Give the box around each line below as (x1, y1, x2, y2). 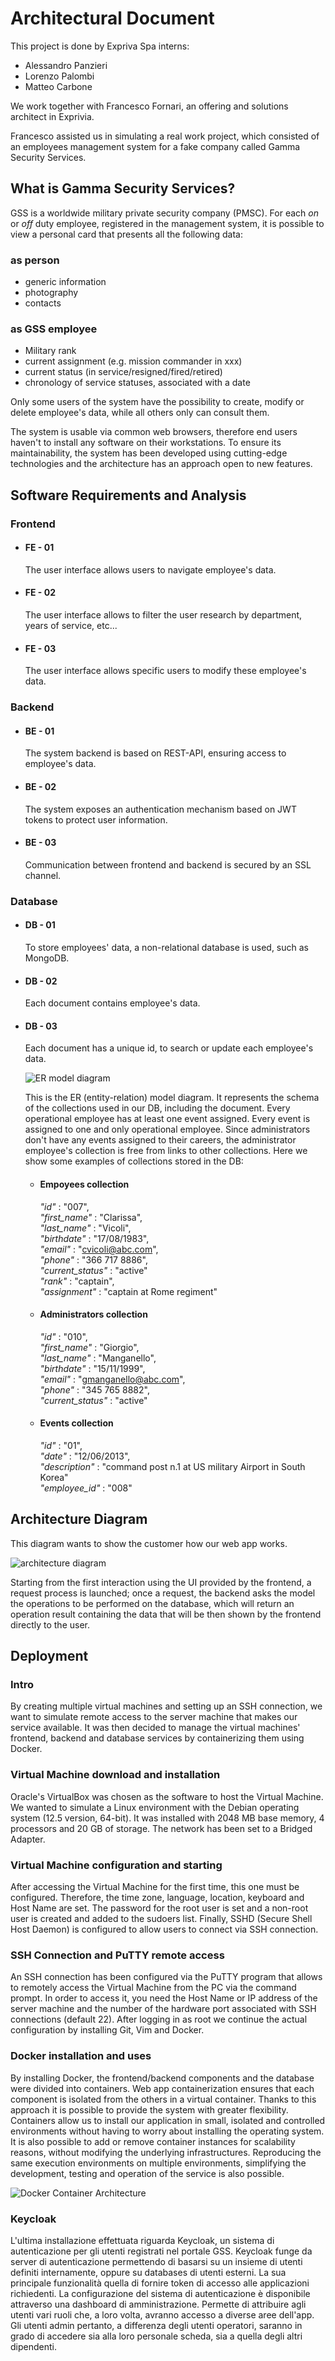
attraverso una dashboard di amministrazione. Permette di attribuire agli (10, 2298, 307, 2310)
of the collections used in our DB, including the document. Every (24, 1102, 291, 1114)
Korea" (39, 1471, 69, 1483)
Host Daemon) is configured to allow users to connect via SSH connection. (10, 1923, 319, 1936)
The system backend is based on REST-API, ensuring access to (24, 747, 287, 759)
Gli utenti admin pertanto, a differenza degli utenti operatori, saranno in (10, 2319, 303, 2331)
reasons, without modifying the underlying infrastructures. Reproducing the (10, 2146, 322, 2158)
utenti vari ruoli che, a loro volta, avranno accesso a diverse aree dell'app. (10, 2308, 315, 2321)
